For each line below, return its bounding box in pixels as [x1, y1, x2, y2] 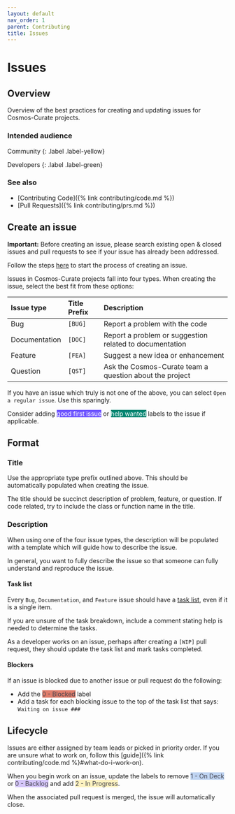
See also [7, 177, 37, 187]
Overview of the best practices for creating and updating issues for [7, 106, 201, 115]
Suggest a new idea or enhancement [104, 350, 225, 360]
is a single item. [7, 602, 52, 611]
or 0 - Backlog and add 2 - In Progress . [7, 779, 120, 787]
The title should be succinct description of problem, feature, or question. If [7, 495, 222, 503]
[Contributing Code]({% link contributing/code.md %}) [17, 194, 175, 202]
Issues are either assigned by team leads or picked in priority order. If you [7, 743, 220, 752]
